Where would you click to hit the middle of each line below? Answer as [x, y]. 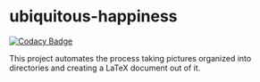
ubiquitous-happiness [93, 16]
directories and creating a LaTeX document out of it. [105, 68]
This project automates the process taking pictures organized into [130, 58]
